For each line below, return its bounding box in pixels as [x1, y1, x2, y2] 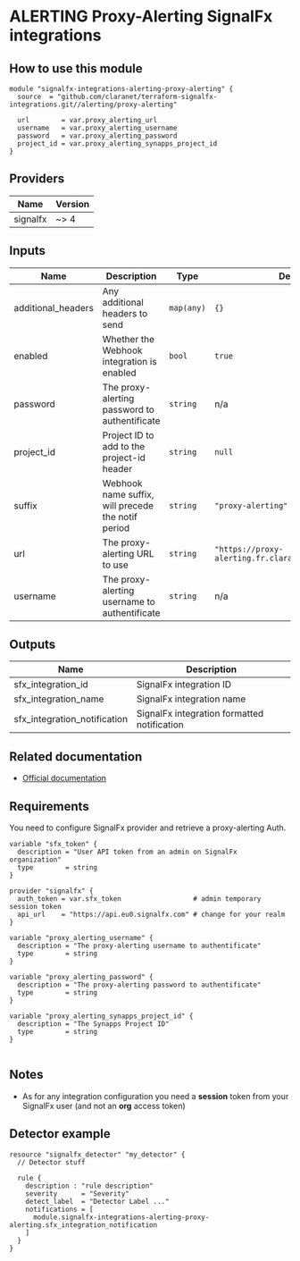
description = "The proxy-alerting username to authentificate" [17, 941, 262, 951]
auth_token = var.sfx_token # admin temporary [17, 895, 262, 904]
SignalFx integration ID [136, 678, 232, 691]
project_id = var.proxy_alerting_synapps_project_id [17, 139, 218, 148]
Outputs [9, 637, 56, 652]
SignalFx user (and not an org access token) [21, 1100, 186, 1111]
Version [55, 198, 90, 210]
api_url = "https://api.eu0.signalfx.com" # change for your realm [17, 910, 286, 920]
